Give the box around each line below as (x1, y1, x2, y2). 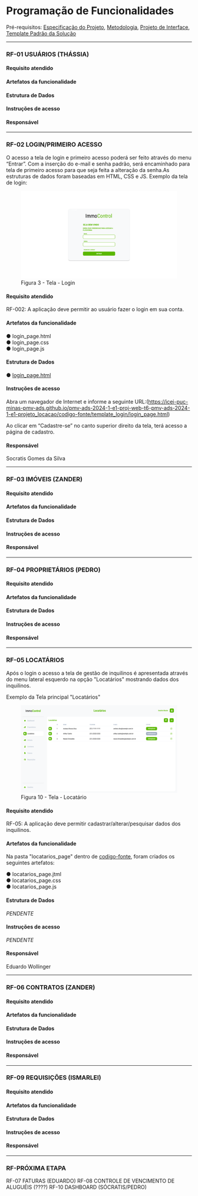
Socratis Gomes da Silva (6, 455, 66, 462)
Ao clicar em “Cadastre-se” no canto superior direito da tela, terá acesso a (6, 422, 187, 429)
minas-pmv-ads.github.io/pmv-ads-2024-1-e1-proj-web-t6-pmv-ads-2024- (6, 405, 190, 412)
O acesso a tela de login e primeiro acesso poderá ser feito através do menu (6, 154, 192, 161)
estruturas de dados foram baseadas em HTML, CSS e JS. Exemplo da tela (6, 173, 188, 180)
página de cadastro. (6, 428, 55, 435)
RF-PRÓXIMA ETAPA (6, 1164, 67, 1172)
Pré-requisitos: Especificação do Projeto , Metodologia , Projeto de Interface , (6, 24, 190, 31)
